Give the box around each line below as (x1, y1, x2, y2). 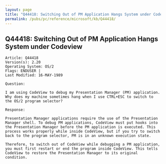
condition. (5, 155, 28, 160)
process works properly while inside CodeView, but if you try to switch (5, 129, 161, 134)
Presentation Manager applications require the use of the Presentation (5, 116, 158, 121)
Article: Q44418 (5, 55, 39, 61)
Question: (5, 82, 26, 86)
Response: (5, 107, 26, 113)
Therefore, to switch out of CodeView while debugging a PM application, (5, 142, 161, 147)
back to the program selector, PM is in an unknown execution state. (5, 133, 152, 138)
